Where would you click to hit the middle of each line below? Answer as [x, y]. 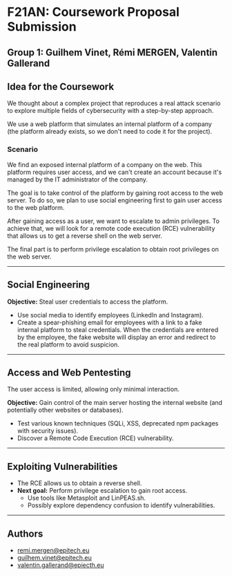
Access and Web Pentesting [69, 373]
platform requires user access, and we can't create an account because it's [115, 172]
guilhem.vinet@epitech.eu [54, 557]
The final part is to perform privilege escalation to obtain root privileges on [113, 249]
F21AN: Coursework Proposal [93, 12]
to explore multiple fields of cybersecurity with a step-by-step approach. [110, 111]
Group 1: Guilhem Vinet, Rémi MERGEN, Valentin [113, 52]
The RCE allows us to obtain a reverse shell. [79, 483]
